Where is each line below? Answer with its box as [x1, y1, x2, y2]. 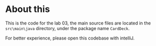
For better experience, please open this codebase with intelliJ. [5, 35, 135, 41]
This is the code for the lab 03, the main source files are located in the [5, 20, 151, 26]
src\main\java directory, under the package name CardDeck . [5, 25, 130, 31]
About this [5, 3, 50, 15]
